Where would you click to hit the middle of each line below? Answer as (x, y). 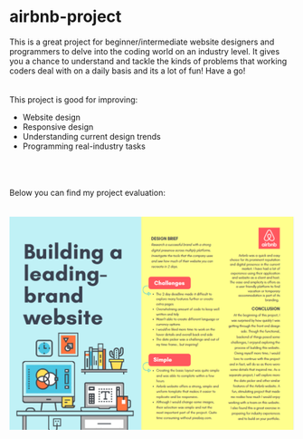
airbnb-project (66, 17)
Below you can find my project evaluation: (87, 192)
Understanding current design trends (91, 136)
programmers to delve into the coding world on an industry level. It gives (145, 51)
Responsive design (58, 127)
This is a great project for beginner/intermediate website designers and (142, 42)
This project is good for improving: (74, 99)
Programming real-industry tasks (84, 146)
